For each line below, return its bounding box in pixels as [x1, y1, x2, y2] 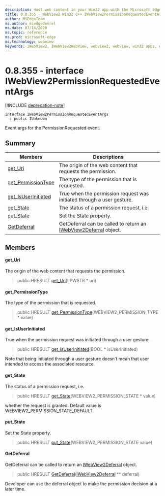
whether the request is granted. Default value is [5, 402, 102, 408]
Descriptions [93, 154, 124, 161]
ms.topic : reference [5, 30, 48, 35]
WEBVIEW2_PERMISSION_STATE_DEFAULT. [5, 407, 94, 414]
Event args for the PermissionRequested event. [5, 125, 101, 131]
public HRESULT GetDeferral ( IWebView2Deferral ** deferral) [17, 471, 140, 477]
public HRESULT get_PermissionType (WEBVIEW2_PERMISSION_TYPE [17, 309, 159, 315]
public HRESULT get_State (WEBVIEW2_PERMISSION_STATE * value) [17, 393, 156, 399]
